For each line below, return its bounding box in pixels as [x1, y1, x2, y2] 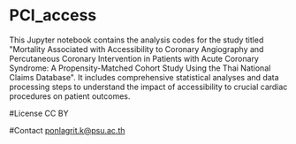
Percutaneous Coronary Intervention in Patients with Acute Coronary [9, 53, 259, 64]
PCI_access [9, 5, 97, 26]
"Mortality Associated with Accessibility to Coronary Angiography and [9, 43, 264, 54]
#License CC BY [9, 108, 69, 118]
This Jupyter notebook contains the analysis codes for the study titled [9, 34, 264, 45]
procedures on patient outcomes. [9, 90, 131, 102]
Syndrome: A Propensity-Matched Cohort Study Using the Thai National [9, 63, 271, 73]
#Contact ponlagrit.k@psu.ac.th [9, 125, 125, 135]
